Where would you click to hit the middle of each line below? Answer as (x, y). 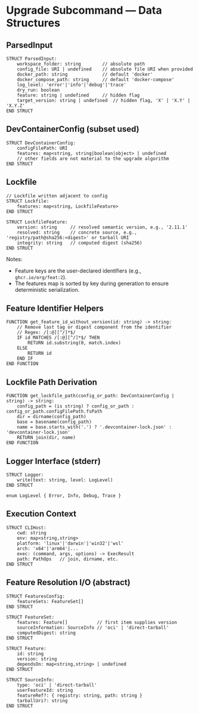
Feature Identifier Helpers (55, 309)
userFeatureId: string (45, 690)
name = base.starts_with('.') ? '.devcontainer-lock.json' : (94, 427)
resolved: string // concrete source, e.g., (77, 232)
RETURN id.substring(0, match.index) (74, 343)
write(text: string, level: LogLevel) (65, 480)
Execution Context (41, 514)
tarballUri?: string (42, 701)
